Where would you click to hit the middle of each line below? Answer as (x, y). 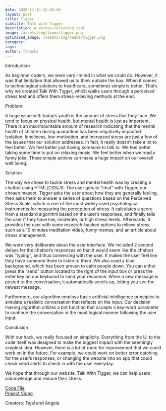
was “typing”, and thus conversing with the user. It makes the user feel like (81, 255)
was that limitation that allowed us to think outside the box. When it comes (81, 81)
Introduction (18, 66)
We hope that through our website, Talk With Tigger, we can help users (78, 373)
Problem (14, 106)
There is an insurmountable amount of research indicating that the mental (80, 126)
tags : (11, 47)
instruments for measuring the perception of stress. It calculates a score (79, 209)
